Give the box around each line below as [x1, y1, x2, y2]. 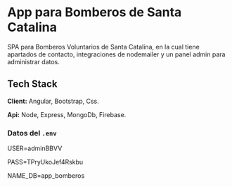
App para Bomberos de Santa [7, 4, 182, 20]
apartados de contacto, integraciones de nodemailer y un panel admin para [7, 50, 226, 59]
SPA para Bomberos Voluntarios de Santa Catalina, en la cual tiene [7, 42, 200, 51]
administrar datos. [7, 57, 60, 66]
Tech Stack [7, 78, 58, 90]
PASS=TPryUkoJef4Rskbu [7, 158, 84, 167]
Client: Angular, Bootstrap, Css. [7, 97, 100, 105]
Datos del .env [7, 128, 58, 138]
